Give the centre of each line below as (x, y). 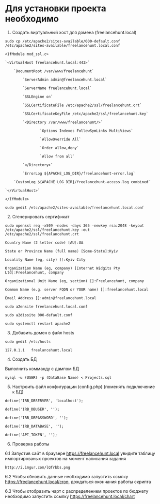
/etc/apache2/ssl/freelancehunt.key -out (48, 230)
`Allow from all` (57, 156)
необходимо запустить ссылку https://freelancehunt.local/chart (70, 496)
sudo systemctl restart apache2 (38, 324)
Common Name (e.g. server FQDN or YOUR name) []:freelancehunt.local (77, 290)
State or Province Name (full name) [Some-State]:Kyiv (62, 251)
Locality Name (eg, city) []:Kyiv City (45, 260)
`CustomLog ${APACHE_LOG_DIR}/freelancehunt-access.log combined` (82, 182)
